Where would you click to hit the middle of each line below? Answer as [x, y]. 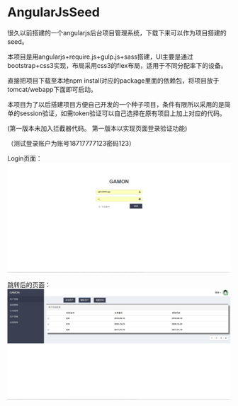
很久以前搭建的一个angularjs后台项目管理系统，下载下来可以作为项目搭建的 [117, 33]
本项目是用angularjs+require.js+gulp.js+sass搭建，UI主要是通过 [100, 57]
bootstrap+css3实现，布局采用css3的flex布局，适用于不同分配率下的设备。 [117, 65]
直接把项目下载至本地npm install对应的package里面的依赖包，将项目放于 [113, 80]
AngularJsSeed [54, 12]
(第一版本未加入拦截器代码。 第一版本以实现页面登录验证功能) [97, 128]
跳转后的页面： [29, 285]
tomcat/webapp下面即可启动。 [52, 89]
